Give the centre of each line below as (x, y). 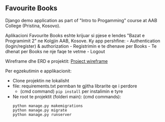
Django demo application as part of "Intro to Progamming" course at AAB (81, 20)
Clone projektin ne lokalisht (41, 80)
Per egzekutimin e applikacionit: (38, 71)
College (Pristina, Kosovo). (33, 26)
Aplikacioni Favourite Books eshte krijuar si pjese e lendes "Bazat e (75, 35)
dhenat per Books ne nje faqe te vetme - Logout (55, 51)
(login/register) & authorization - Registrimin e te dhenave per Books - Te (81, 46)
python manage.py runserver (42, 114)
